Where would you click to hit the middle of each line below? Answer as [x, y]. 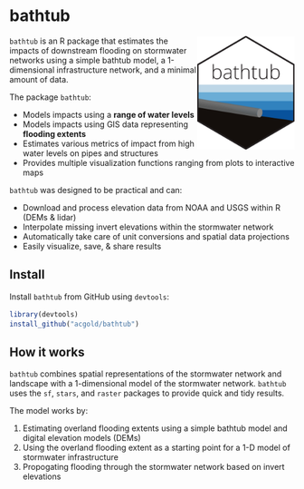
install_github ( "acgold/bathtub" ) [75, 324]
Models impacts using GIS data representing [105, 124]
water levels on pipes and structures [90, 153]
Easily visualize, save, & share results [92, 246]
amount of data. [39, 79]
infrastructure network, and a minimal [127, 70]
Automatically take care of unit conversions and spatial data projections [156, 236]
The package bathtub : [51, 97]
